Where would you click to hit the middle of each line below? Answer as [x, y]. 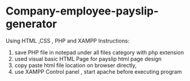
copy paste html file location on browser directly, [76, 65]
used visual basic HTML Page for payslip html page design [88, 59]
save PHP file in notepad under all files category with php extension [99, 52]
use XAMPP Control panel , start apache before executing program [98, 71]
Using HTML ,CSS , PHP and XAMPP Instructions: [68, 40]
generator [31, 24]
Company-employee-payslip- [82, 11]
